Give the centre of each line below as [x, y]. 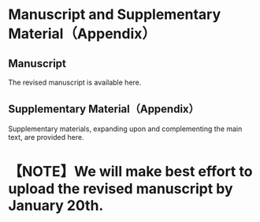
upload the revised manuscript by [121, 189]
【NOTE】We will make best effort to [130, 171]
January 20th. [56, 205]
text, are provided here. [46, 137]
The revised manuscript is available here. [75, 82]
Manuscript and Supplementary [115, 15]
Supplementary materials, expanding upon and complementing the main [125, 129]
